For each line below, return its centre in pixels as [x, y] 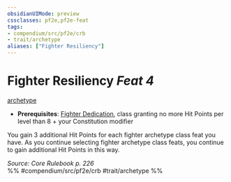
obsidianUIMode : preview [43, 14]
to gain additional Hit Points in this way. [64, 149]
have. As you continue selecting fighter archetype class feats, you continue [116, 142]
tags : [15, 27]
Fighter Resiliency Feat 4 [81, 81]
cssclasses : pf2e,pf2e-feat [48, 20]
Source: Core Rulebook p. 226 [51, 163]
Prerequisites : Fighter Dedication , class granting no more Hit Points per [120, 113]
